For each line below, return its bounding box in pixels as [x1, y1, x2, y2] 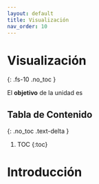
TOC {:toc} [16, 141, 48, 149]
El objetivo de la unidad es [7, 89, 83, 97]
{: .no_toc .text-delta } [7, 127, 69, 135]
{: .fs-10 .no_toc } [7, 75, 56, 83]
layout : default [7, 10, 54, 17]
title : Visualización [7, 17, 69, 23]
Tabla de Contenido [7, 108, 93, 121]
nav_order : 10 [7, 23, 48, 30]
